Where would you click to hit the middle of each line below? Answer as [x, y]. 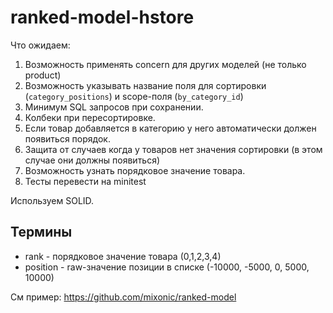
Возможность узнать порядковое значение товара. [135, 170]
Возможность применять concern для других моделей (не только [165, 64]
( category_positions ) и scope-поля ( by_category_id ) [134, 96]
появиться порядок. [67, 138]
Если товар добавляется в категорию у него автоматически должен [170, 128]
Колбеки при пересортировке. [90, 117]
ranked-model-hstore [102, 17]
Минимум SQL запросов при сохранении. [114, 107]
